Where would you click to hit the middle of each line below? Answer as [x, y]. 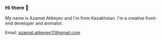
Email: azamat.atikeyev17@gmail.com [43, 33]
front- [151, 18]
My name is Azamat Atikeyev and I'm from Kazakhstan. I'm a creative [75, 18]
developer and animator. [38, 23]
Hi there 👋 [17, 8]
